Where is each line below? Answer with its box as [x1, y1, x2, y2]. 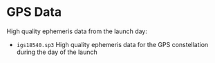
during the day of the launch [16, 48, 97, 56]
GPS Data [6, 4, 62, 20]
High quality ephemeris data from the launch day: [6, 27, 148, 35]
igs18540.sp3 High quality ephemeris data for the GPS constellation [16, 40, 209, 48]
